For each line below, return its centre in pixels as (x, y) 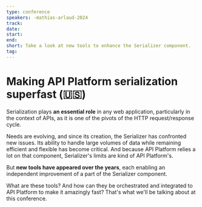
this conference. (27, 199)
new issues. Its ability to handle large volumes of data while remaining (94, 143)
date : (13, 29)
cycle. (14, 124)
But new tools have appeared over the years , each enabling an (86, 167)
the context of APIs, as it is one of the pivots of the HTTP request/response (100, 118)
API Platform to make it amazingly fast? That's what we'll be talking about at (101, 192)
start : (15, 35)
